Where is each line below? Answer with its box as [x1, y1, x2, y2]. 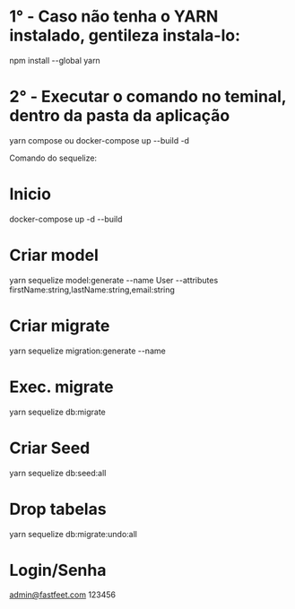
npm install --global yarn [9, 55, 100, 65]
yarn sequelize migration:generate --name [9, 345, 166, 356]
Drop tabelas [9, 499, 107, 519]
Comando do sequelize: [9, 152, 97, 163]
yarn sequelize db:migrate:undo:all [9, 528, 137, 539]
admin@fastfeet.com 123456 [9, 589, 117, 600]
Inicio [9, 184, 52, 204]
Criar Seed [9, 438, 91, 458]
